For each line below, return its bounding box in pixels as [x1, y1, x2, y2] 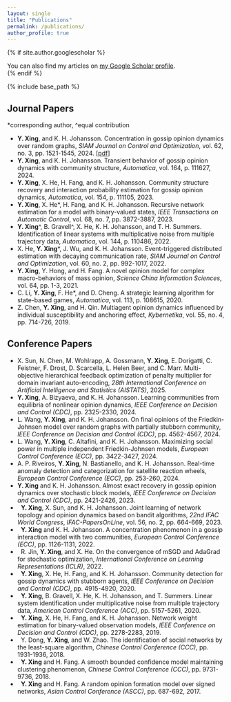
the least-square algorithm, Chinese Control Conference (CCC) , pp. [17, 643, 209, 651]
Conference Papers [7, 338, 92, 350]
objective [17, 371, 44, 379]
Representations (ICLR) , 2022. [17, 562, 103, 571]
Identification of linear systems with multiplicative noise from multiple [17, 230, 214, 239]
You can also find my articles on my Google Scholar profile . [7, 62, 176, 70]
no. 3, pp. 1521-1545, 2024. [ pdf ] [17, 149, 110, 158]
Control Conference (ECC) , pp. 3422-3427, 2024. [17, 452, 159, 460]
